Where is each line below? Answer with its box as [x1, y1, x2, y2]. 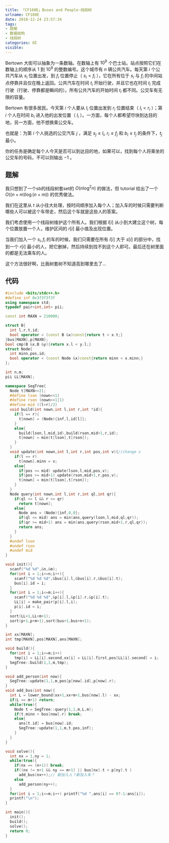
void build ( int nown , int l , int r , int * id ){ [10, 407, 102, 412]
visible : [5, 45, 24, 50]
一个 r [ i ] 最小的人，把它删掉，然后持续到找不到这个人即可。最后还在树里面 [9, 243, 164, 249]
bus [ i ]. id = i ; [14, 581, 46, 586]
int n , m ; [5, 370, 24, 375]
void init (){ [5, 562, 33, 567]
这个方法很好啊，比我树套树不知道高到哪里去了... [5, 260, 107, 267]
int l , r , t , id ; [10, 328, 39, 333]
